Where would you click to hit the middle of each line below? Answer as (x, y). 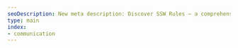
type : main (23, 20)
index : (17, 27)
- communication (31, 34)
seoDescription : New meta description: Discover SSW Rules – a (103, 14)
